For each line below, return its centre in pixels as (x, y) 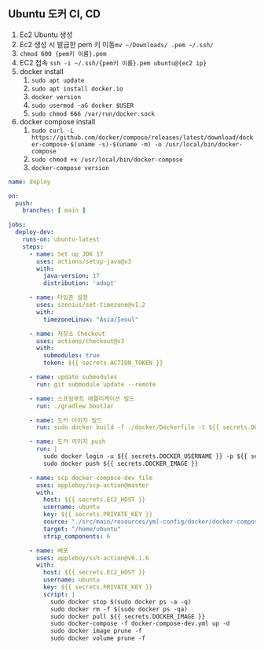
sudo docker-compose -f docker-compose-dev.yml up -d (140, 624)
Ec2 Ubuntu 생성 (46, 35)
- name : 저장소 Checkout (67, 334)
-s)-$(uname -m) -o (130, 144)
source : (55, 522)
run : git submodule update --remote (96, 384)
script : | (59, 594)
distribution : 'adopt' (80, 283)
